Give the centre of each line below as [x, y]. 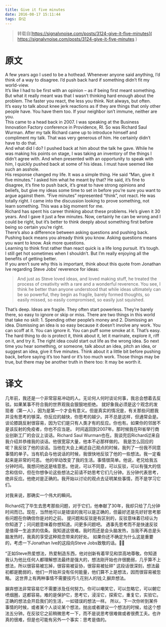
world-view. [17, 85]
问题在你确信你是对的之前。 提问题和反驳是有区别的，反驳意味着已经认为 [83, 518]
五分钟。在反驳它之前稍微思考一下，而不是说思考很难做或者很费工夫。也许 [85, 614]
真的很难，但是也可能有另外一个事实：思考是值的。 [57, 620]
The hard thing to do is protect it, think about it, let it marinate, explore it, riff [82, 336]
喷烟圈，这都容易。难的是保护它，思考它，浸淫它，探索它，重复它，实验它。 [83, 595]
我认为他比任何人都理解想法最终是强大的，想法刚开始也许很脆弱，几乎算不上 [83, 560]
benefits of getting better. [31, 259]
